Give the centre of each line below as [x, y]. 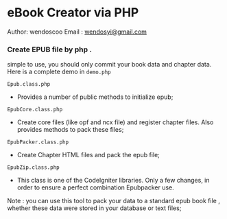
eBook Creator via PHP [73, 13]
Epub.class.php [29, 84]
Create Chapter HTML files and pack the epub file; [88, 155]
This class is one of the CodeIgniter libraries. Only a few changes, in [113, 181]
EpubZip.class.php [33, 168]
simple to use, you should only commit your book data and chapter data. [109, 65]
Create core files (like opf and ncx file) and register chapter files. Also [115, 122]
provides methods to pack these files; [70, 130]
